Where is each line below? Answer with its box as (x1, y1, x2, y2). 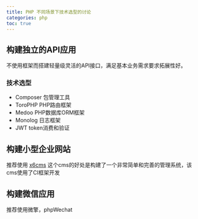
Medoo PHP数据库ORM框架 (15, 109, 85, 116)
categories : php (6, 15, 48, 21)
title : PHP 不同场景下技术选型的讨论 (6, 9, 92, 15)
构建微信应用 (6, 188, 55, 199)
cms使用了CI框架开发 (6, 169, 60, 176)
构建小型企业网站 (6, 144, 71, 154)
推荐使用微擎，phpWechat (6, 206, 73, 213)
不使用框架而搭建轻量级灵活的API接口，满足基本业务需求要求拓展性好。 (6, 62, 186, 69)
